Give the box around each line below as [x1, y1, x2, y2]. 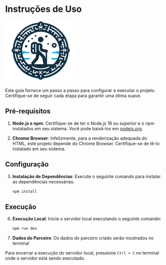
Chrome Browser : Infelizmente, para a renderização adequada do [12, 135, 147, 141]
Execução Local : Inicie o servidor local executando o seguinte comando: [12, 216, 162, 222]
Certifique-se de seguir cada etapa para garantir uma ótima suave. [5, 92, 142, 98]
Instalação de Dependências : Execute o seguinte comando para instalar [12, 173, 161, 179]
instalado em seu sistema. [12, 146, 66, 152]
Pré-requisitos [5, 107, 51, 115]
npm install [12, 189, 37, 194]
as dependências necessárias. [12, 178, 75, 184]
